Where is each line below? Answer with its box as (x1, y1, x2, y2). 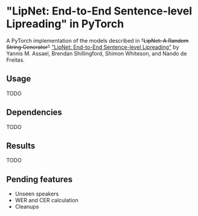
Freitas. (6, 56, 25, 63)
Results (6, 141, 36, 151)
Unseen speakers (14, 190, 59, 197)
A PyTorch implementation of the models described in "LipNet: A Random (6, 37, 189, 44)
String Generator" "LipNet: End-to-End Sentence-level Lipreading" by (6, 43, 179, 51)
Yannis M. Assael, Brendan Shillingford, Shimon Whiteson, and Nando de (6, 49, 187, 57)
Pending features (6, 174, 73, 185)
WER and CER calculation (14, 197, 78, 204)
